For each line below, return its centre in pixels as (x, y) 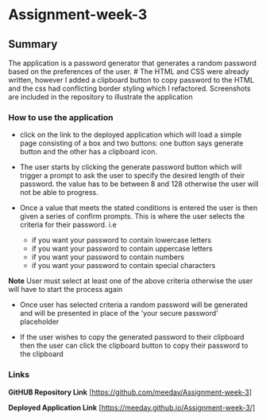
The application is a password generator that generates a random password (132, 63)
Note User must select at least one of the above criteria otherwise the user (131, 281)
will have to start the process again (66, 290)
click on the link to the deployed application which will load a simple (131, 135)
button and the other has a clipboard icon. (88, 152)
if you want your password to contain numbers (108, 257)
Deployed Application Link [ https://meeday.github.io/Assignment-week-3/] (132, 407)
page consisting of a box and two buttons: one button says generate (131, 143)
